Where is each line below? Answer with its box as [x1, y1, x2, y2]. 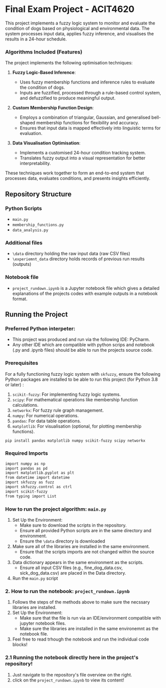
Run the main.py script [12, 575, 58, 581]
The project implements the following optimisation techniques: [5, 60, 133, 66]
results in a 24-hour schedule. [5, 36, 67, 42]
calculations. [12, 402, 39, 408]
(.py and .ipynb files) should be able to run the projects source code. [12, 347, 153, 353]
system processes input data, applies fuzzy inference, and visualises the [5, 30, 154, 36]
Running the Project [5, 310, 68, 318]
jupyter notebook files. [19, 621, 66, 627]
